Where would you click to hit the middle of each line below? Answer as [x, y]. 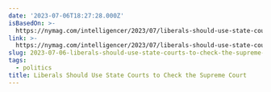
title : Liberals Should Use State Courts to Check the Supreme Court [128, 75]
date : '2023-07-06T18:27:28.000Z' [67, 16]
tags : [17, 61]
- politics [34, 68]
